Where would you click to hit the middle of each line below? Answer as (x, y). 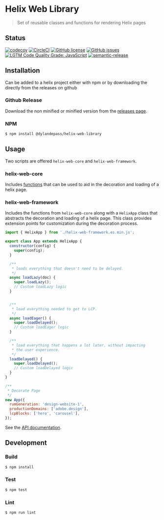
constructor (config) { (33, 246)
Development (26, 443)
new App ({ (15, 400)
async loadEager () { (30, 318)
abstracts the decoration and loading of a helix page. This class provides (78, 218)
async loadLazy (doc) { (33, 278)
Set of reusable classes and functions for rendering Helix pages (81, 23)
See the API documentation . (33, 427)
